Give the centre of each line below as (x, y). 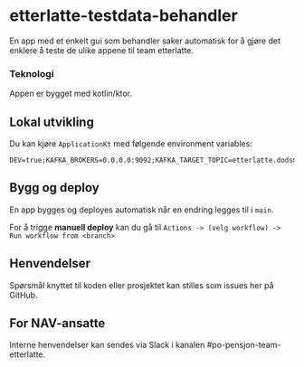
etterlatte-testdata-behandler (123, 16)
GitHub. (24, 295)
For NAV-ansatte (57, 323)
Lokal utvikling (52, 122)
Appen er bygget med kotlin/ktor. (71, 94)
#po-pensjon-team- (244, 345)
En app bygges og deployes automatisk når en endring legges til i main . (142, 210)
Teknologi (32, 73)
